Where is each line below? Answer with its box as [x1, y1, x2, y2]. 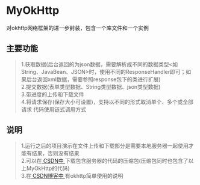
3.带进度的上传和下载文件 [20, 91, 84, 98]
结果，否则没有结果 [31, 150, 80, 157]
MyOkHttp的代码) [26, 165, 70, 172]
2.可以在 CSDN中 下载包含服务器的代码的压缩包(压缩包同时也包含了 [20, 157, 189, 164]
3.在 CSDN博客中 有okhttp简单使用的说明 [20, 172, 123, 179]
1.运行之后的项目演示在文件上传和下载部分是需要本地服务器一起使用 [20, 142, 189, 149]
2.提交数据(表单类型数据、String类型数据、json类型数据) [20, 83, 161, 90]
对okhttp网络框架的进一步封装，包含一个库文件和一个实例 [6, 24, 149, 31]
